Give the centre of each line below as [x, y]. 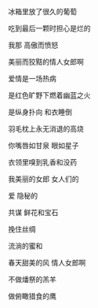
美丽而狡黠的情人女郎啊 [46, 62]
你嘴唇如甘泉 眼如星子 [44, 145]
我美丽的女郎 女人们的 [44, 179]
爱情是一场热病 [32, 78]
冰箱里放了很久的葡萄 [42, 11]
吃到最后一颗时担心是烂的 [49, 28]
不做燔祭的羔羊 [32, 279]
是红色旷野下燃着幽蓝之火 [49, 95]
